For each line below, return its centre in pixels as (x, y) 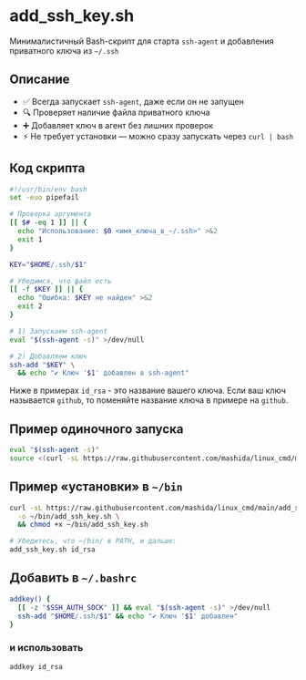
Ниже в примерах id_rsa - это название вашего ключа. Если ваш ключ (148, 391)
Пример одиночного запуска (97, 429)
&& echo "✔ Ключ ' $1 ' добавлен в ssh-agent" (103, 373)
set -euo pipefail (44, 198)
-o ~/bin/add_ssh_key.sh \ (69, 516)
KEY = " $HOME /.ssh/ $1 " (49, 264)
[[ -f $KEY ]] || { (46, 289)
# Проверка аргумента (51, 214)
